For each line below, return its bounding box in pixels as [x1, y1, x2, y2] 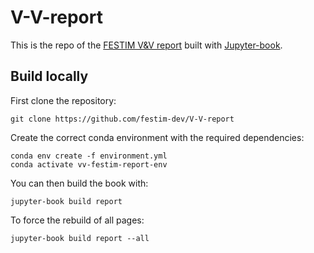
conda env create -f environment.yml [10, 151, 168, 161]
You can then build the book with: [10, 177, 149, 189]
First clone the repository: [10, 94, 117, 106]
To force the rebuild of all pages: [10, 214, 145, 226]
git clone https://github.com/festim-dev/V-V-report [10, 114, 235, 124]
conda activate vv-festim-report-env [10, 159, 168, 170]
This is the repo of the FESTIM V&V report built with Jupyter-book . [10, 39, 283, 51]
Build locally [10, 68, 89, 85]
